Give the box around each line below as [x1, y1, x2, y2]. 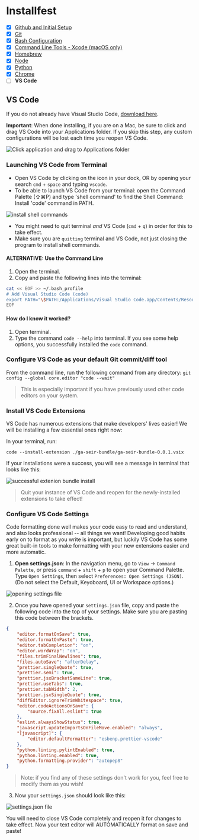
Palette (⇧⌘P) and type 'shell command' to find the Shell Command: [14, 193, 184, 200]
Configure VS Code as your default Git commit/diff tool [6, 355, 168, 363]
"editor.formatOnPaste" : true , [17, 637, 94, 643]
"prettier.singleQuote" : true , [17, 664, 94, 670]
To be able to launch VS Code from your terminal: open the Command [14, 186, 185, 194]
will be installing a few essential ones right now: [6, 426, 123, 433]
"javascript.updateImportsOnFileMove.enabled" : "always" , [17, 725, 163, 731]
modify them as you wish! [20, 780, 84, 788]
